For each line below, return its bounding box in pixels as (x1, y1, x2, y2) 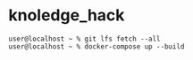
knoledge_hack (8, 5, 125, 26)
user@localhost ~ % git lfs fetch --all (8, 34, 162, 43)
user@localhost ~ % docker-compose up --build (8, 41, 185, 51)
